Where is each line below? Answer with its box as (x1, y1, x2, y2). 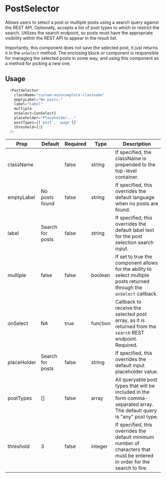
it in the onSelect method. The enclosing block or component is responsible (5, 50, 159, 56)
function (91, 320, 111, 327)
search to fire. (115, 464, 148, 471)
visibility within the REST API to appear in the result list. (5, 35, 118, 41)
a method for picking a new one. (5, 60, 71, 66)
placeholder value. (115, 368, 158, 375)
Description (123, 140, 151, 147)
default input (115, 362, 145, 369)
